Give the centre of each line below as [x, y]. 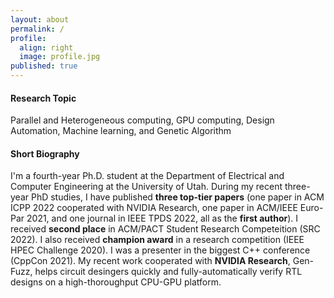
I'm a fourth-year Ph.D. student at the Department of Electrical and [147, 176]
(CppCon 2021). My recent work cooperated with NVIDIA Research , [150, 261]
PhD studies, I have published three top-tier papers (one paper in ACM [177, 197]
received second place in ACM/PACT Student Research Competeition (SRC [165, 229]
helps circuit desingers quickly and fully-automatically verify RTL [168, 272]
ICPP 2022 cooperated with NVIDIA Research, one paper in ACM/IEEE [154, 208]
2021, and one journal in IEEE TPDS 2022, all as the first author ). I [162, 218]
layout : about [40, 19]
